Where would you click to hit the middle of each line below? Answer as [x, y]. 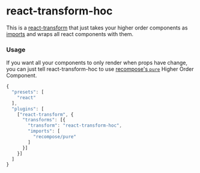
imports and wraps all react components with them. [70, 34]
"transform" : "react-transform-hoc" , [75, 126]
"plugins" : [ [28, 109]
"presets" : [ [28, 92]
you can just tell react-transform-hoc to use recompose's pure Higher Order [100, 69]
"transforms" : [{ [44, 120]
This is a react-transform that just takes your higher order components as [97, 28]
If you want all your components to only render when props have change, [97, 63]
